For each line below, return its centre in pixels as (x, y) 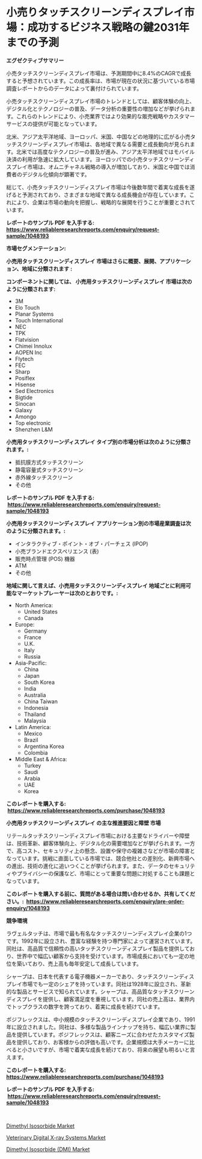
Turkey (32, 765)
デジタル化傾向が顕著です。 (56, 174)
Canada (34, 618)
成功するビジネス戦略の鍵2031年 (108, 27)
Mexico (33, 733)
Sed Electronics (34, 391)
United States (41, 611)
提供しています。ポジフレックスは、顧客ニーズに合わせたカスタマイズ (103, 1034)
